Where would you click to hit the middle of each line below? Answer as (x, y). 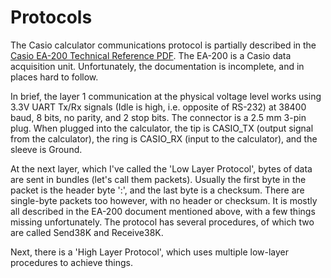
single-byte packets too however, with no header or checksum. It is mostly (164, 200)
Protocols (51, 17)
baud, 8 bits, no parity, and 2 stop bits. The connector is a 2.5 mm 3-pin (158, 117)
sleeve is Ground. (46, 149)
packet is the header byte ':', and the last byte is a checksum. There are (157, 190)
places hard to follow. (54, 77)
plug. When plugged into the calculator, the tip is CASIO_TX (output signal (162, 128)
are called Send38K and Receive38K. (87, 232)
